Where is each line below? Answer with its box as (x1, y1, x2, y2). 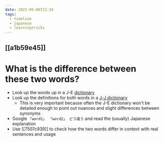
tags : (5, 12, 16, 17)
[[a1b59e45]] (5, 44, 46, 52)
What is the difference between (5, 63, 137, 74)
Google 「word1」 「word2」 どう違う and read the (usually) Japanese (12, 116, 151, 121)
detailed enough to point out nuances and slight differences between (19, 105, 160, 111)
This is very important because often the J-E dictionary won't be (19, 100, 151, 106)
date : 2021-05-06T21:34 (5, 7, 54, 12)
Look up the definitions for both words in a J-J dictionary (12, 95, 128, 101)
